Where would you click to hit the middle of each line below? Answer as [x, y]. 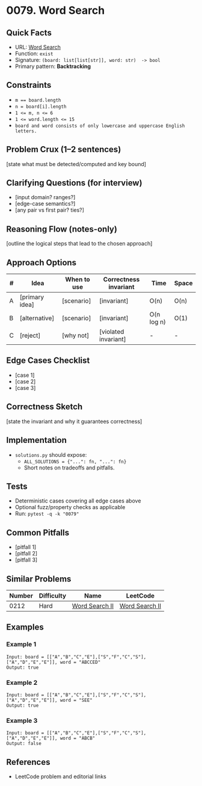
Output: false [24, 744]
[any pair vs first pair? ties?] [49, 210]
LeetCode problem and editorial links [60, 776]
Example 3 [22, 720]
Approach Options [41, 262]
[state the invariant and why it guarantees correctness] [74, 421]
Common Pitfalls [38, 532]
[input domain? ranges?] [45, 197]
